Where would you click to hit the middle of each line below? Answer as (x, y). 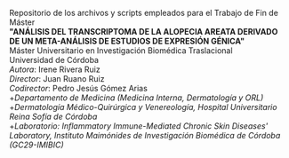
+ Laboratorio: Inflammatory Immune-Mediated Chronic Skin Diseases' (139, 126)
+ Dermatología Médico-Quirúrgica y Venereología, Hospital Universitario (143, 107)
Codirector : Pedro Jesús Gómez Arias (79, 88)
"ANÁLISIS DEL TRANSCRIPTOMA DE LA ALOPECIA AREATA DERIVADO (144, 32)
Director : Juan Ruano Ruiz (57, 79)
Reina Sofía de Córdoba (53, 116)
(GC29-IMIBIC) (36, 145)
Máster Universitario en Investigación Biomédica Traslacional (121, 51)
